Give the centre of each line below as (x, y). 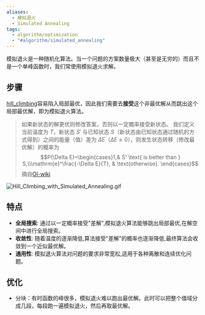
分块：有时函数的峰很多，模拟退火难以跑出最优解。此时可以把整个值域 (104, 298)
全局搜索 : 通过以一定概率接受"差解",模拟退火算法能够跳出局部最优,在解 (104, 223)
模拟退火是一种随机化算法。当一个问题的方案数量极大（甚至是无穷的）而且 (100, 59)
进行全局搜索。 (45, 230)
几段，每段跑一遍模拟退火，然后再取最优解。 (77, 306)
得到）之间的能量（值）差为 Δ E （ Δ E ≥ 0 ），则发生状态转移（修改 (108, 139)
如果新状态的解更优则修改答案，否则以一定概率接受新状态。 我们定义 (108, 124)
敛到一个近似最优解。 (42, 246)
